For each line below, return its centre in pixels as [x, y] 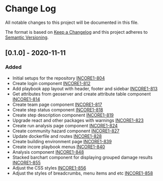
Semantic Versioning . [27, 37]
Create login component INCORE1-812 [51, 83]
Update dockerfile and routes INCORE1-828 [57, 136]
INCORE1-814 [26, 99]
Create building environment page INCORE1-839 [62, 141]
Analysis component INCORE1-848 [48, 152]
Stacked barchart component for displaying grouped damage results [82, 157]
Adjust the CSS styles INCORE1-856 [49, 168]
